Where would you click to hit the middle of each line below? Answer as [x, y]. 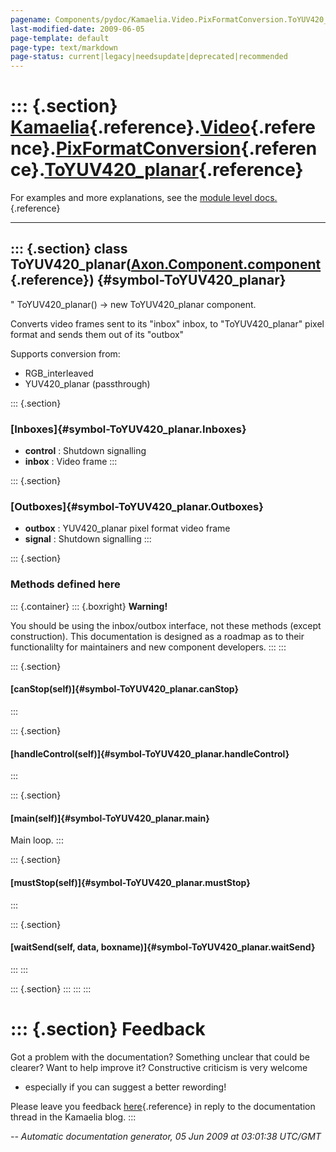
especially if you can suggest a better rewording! [125, 1087]
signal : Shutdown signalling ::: [88, 539]
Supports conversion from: [65, 353]
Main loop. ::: [37, 840]
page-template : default [60, 38]
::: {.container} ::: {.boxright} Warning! [89, 606]
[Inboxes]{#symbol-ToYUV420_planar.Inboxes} [128, 429]
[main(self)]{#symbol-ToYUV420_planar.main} [110, 818]
